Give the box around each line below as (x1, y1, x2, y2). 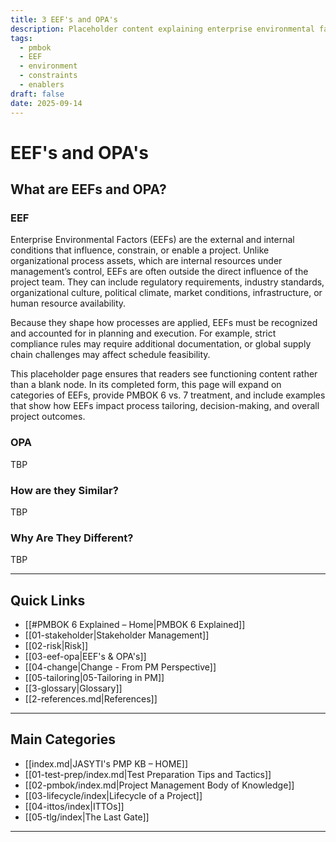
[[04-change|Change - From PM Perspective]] (24, 661, 217, 673)
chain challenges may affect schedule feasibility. (10, 349, 211, 361)
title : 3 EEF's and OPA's (10, 14, 118, 25)
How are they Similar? (10, 483, 119, 497)
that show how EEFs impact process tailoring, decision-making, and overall (10, 400, 320, 412)
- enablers (19, 80, 65, 90)
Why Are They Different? (10, 531, 134, 545)
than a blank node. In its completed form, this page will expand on (10, 379, 282, 391)
